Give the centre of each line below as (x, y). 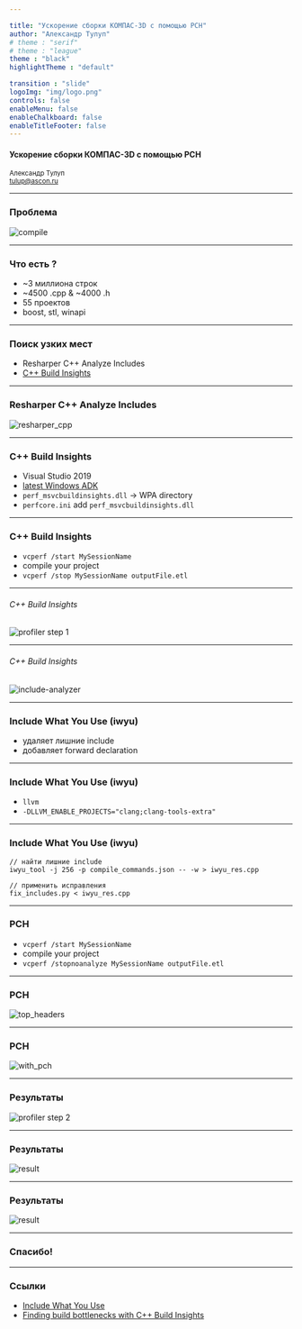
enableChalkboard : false (56, 117)
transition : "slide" (50, 84)
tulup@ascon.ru (34, 181)
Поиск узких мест (51, 343)
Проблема (33, 213)
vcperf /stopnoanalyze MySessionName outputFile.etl (123, 964)
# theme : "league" (46, 50)
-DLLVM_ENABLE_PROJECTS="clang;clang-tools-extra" (119, 812)
